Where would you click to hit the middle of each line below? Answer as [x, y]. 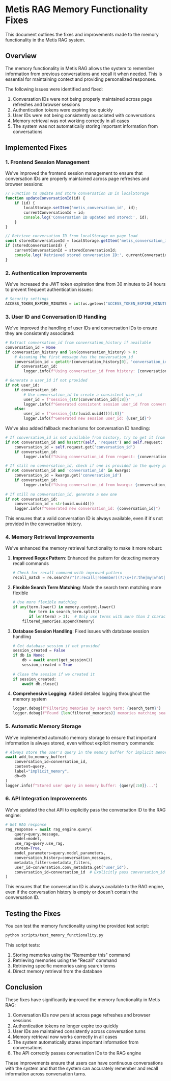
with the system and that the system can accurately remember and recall [82, 1068]
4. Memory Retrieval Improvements [50, 537]
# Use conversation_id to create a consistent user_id [83, 395]
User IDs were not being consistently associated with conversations [84, 115]
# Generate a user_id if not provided [46, 380]
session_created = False [39, 650]
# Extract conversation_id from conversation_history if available [78, 343]
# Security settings [27, 299]
